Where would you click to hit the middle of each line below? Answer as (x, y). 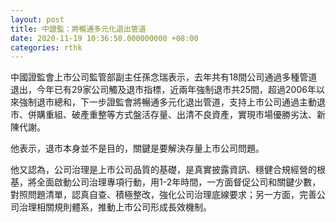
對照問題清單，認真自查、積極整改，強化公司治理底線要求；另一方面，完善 (163, 195)
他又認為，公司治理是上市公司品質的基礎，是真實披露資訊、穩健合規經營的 (163, 170)
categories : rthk (46, 47)
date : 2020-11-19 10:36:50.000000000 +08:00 (104, 38)
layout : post (37, 19)
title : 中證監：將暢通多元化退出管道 (78, 29)
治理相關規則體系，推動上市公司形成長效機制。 (115, 207)
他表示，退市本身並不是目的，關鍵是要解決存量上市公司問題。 (137, 148)
